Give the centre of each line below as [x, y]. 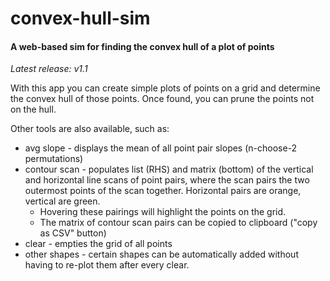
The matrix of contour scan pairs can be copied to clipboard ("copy [178, 223]
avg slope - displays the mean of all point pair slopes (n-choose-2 [161, 148]
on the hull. [33, 109]
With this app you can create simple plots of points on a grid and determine [165, 88]
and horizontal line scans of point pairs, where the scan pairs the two [167, 180]
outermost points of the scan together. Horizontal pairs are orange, [163, 191]
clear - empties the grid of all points [98, 244]
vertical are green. [62, 201]
